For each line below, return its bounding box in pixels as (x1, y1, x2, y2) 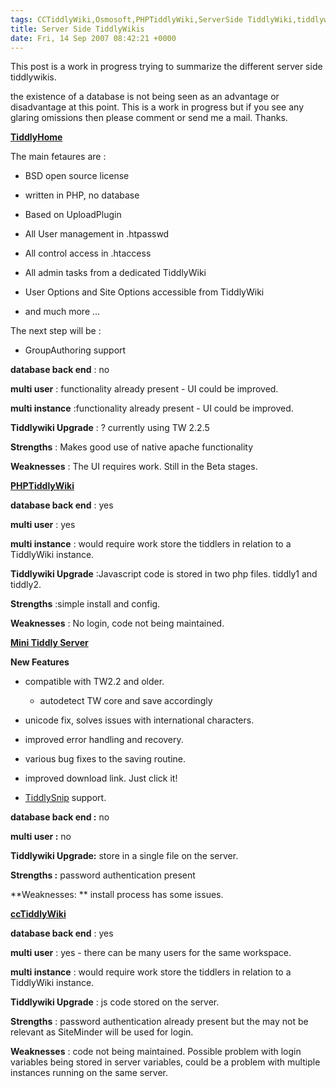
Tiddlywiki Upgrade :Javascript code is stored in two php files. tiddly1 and (10, 568, 318, 580)
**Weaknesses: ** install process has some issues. (10, 889, 224, 901)
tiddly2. (10, 579, 42, 591)
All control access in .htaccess (24, 247, 152, 260)
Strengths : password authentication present (10, 869, 196, 881)
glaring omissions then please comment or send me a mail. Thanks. (10, 112, 288, 124)
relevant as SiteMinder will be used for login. (10, 1026, 194, 1038)
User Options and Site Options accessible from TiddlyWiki (24, 286, 265, 298)
